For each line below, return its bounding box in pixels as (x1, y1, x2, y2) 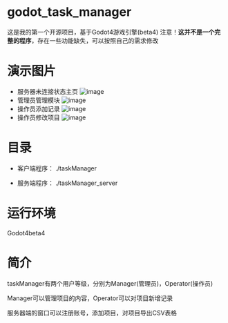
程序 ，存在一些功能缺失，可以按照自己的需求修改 (19, 36, 159, 45)
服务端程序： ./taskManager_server (17, 179, 118, 187)
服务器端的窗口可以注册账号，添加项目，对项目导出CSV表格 (7, 309, 178, 317)
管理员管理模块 (17, 96, 60, 104)
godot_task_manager (7, 4, 132, 20)
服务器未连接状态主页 (17, 87, 78, 95)
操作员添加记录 (17, 104, 60, 112)
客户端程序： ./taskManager (17, 164, 97, 173)
